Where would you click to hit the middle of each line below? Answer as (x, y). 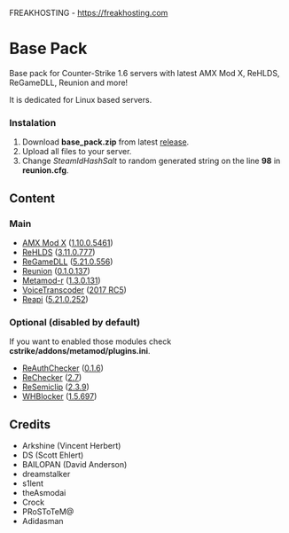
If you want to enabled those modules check (90, 341)
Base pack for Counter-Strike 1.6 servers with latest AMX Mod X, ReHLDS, (144, 73)
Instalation (33, 122)
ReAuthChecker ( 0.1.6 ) (63, 368)
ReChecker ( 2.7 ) (52, 378)
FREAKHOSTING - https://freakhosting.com (89, 13)
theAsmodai (44, 493)
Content (32, 198)
